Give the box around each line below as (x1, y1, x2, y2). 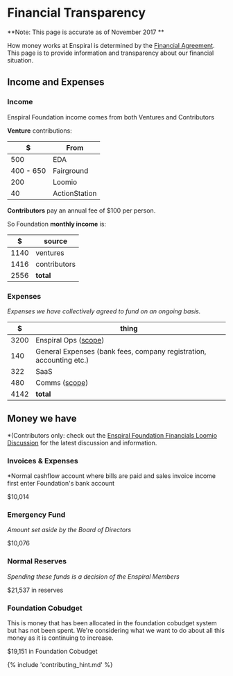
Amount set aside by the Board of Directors (7, 526, 132, 534)
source (44, 236, 68, 246)
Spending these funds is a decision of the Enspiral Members (7, 572, 180, 581)
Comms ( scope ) (35, 377, 89, 387)
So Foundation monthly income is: (7, 220, 106, 228)
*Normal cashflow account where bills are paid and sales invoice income (7, 472, 216, 480)
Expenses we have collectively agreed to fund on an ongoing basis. (7, 307, 201, 315)
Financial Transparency (7, 5, 146, 21)
